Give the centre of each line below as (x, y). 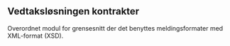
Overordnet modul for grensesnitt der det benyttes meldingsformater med (115, 28)
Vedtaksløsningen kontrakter (73, 11)
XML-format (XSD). (35, 36)
